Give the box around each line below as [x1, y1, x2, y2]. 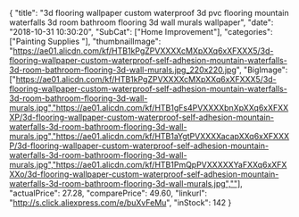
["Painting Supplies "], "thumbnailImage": [9, 36, 162, 46]
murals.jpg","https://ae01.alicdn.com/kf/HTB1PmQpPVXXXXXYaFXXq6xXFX [9, 160, 287, 170]
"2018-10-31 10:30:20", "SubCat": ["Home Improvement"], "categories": [9, 27, 274, 37]
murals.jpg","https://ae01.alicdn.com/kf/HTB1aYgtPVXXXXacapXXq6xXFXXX [9, 131, 290, 141]
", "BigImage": [236, 64, 288, 75]
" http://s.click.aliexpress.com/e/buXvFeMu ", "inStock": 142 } [9, 197, 232, 208]
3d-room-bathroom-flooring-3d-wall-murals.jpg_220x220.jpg [9, 64, 237, 75]
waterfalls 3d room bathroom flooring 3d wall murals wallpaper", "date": [9, 17, 274, 28]
